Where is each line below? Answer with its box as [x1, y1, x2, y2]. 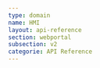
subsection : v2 [8, 41, 58, 48]
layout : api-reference [8, 26, 82, 34]
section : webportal [8, 33, 72, 41]
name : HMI [8, 19, 41, 27]
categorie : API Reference [8, 48, 92, 55]
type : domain [8, 11, 51, 20]
